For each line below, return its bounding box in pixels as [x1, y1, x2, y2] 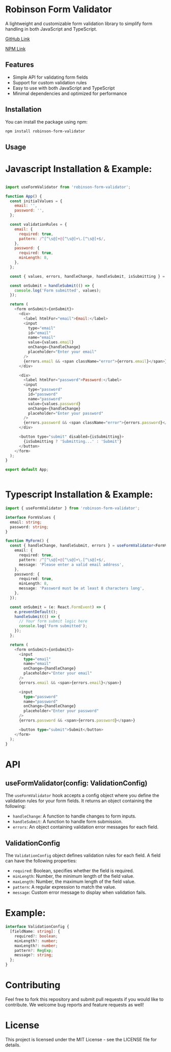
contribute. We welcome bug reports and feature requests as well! [5, 1002, 144, 1008]
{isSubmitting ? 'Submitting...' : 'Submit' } [23, 439, 122, 444]
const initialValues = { [10, 198, 63, 204]
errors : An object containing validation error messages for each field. [12, 824, 159, 830]
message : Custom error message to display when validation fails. [12, 890, 147, 896]
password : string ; [10, 524, 49, 530]
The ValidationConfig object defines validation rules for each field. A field [5, 852, 161, 858]
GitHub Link [5, 36, 30, 42]
